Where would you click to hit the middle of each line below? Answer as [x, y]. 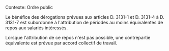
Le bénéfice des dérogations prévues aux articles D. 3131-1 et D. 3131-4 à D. [85, 17]
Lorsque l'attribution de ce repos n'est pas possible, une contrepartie [78, 38]
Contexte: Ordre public [29, 7]
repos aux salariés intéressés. [36, 28]
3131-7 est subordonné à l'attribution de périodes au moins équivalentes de [84, 22]
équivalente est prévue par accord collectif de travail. [61, 43]
